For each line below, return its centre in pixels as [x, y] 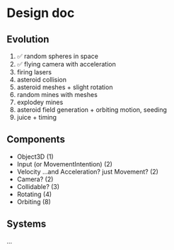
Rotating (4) [34, 194]
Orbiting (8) [34, 201]
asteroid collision [41, 80]
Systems [27, 224]
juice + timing [37, 117]
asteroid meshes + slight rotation [65, 87]
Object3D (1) [35, 157]
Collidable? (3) [38, 186]
